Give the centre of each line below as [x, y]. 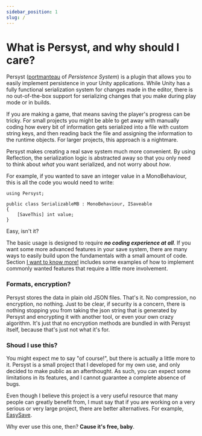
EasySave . [19, 415]
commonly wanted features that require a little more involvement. [87, 269]
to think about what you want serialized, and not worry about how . [89, 164]
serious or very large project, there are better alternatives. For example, [95, 409]
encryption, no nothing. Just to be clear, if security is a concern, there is [96, 304]
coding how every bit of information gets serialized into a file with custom [97, 127]
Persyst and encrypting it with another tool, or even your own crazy [90, 316]
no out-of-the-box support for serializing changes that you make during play [101, 96]
